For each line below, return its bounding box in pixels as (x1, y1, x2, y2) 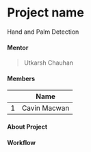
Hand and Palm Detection (7, 28, 79, 36)
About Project (7, 122, 48, 131)
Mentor (7, 43, 29, 52)
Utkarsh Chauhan (23, 58, 74, 67)
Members (7, 74, 36, 83)
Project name (7, 5, 84, 21)
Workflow (7, 138, 36, 146)
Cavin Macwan (21, 103, 70, 113)
